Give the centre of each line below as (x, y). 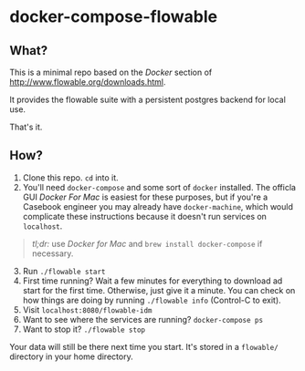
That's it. (26, 127)
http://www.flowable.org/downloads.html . (88, 82)
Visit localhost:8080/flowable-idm (87, 309)
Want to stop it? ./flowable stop (84, 329)
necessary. (53, 253)
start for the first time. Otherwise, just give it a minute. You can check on (159, 290)
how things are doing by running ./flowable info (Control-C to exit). (152, 300)
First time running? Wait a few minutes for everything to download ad (152, 281)
